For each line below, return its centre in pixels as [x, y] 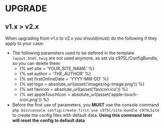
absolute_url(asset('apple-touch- [105, 94]
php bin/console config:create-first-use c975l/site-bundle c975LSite [86, 110]
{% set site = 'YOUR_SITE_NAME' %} [57, 68]
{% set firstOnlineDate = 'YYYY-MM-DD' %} [64, 79]
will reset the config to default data [48, 120]
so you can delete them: [36, 63]
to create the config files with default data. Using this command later [82, 115]
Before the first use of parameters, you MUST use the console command [85, 105]
